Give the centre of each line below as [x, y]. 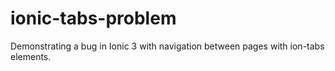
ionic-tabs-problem [93, 18]
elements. [31, 56]
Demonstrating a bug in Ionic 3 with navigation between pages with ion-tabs [167, 46]
